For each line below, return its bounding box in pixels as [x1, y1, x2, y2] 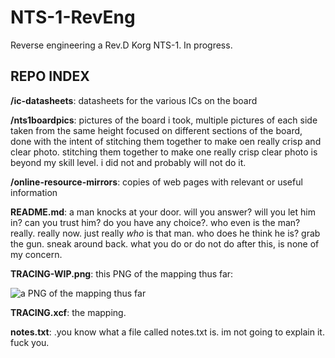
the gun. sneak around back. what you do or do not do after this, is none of [10, 237, 320, 250]
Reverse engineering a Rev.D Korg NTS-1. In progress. [10, 39, 233, 51]
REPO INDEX [10, 68, 90, 85]
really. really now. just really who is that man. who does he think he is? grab [10, 227, 321, 239]
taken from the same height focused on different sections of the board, [10, 124, 303, 136]
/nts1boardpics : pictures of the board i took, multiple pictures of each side [10, 114, 318, 126]
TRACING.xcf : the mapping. [10, 306, 127, 318]
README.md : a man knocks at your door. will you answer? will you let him [10, 206, 316, 218]
